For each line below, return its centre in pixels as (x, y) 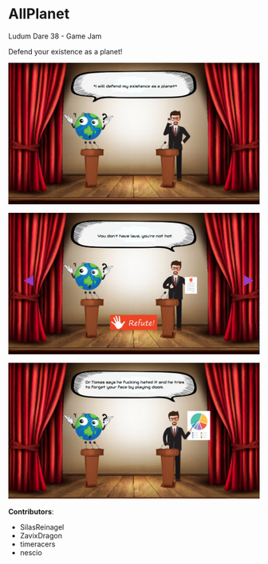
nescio (31, 553)
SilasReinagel (42, 527)
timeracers (37, 544)
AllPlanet (39, 14)
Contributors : (31, 512)
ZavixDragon (41, 536)
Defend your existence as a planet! (65, 51)
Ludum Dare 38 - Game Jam (55, 36)
